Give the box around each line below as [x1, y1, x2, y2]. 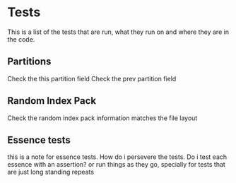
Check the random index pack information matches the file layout [7, 114, 198, 122]
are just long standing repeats [7, 167, 94, 177]
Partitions [7, 56, 52, 68]
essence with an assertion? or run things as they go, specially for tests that [7, 160, 226, 169]
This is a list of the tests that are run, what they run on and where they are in [7, 28, 230, 36]
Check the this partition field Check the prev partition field [7, 74, 177, 83]
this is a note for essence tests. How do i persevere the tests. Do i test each [7, 153, 228, 161]
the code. [7, 35, 35, 43]
